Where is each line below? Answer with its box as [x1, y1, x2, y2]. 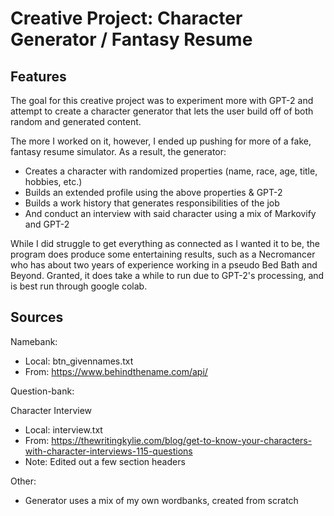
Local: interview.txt [24, 423, 103, 436]
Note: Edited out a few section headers [24, 455, 186, 467]
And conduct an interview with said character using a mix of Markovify [24, 208, 317, 219]
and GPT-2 [24, 218, 70, 230]
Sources [10, 309, 64, 326]
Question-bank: [10, 385, 75, 397]
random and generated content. [10, 116, 142, 127]
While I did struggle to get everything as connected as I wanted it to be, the [10, 238, 320, 249]
